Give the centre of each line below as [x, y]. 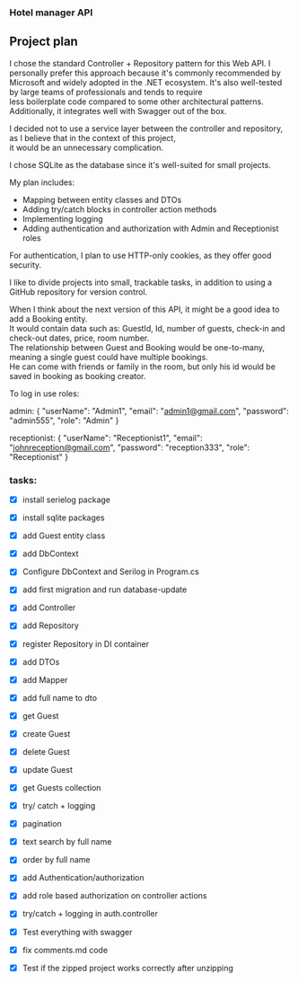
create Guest [46, 733]
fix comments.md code [65, 950]
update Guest [48, 769]
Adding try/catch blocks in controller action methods [119, 209]
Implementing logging [62, 218]
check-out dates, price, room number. [79, 338]
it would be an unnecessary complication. [87, 147]
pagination [42, 824]
